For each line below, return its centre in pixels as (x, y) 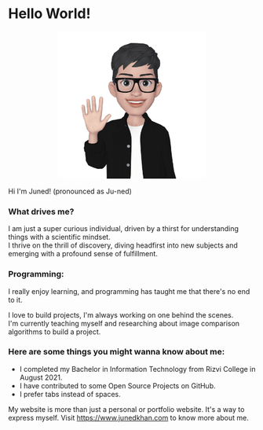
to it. (15, 300)
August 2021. (41, 377)
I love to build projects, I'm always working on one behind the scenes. (121, 314)
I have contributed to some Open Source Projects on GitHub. (117, 385)
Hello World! (49, 14)
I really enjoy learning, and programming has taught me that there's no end (129, 291)
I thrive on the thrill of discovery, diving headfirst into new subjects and (123, 245)
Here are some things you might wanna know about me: (117, 352)
